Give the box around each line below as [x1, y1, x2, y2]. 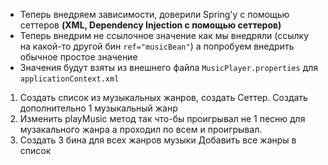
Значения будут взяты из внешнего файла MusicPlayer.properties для [19, 62, 319, 73]
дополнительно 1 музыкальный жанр [19, 102, 178, 114]
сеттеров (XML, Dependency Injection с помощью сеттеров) [19, 19, 282, 31]
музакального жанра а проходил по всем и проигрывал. [19, 124, 263, 135]
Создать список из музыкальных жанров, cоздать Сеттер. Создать [19, 92, 308, 103]
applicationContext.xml [19, 74, 120, 84]
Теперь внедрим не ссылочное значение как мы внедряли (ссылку [19, 30, 309, 41]
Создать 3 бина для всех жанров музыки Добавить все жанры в [19, 134, 297, 146]
